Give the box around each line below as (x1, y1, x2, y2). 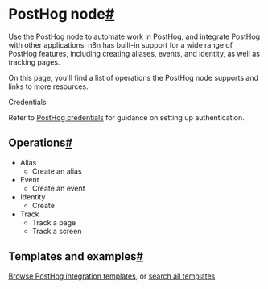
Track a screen (31, 226, 82, 236)
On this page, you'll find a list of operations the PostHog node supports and (8, 73, 259, 82)
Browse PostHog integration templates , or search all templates (8, 271, 216, 281)
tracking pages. (8, 57, 60, 67)
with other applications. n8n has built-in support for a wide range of (8, 40, 233, 49)
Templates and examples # (8, 249, 143, 263)
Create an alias (31, 166, 82, 176)
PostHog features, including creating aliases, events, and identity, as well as (8, 48, 260, 58)
